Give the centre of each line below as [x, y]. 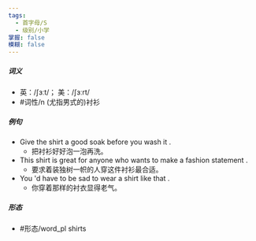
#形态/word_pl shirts [53, 228]
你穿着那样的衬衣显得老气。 [76, 188]
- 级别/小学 [32, 30]
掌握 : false [26, 37]
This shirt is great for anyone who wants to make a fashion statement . [134, 160]
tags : [17, 15]
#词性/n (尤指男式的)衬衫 [60, 102]
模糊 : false [26, 45]
